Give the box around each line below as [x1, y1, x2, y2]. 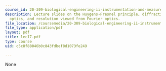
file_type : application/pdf [5, 25, 63, 30]
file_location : [5, 21, 37, 26]
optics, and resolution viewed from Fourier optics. [9, 16, 121, 21]
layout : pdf [5, 30, 30, 35]
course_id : [5, 7, 28, 12]
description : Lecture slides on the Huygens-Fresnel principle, [5, 12, 140, 17]
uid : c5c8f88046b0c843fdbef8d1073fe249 [5, 44, 87, 48]
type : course [5, 39, 32, 44]
